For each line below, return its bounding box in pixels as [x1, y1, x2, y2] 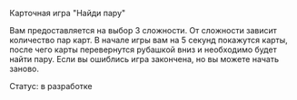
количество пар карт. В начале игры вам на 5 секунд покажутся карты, [9, 35, 288, 45]
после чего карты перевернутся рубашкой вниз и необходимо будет [9, 44, 277, 55]
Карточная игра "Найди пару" [9, 8, 126, 18]
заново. [9, 63, 39, 74]
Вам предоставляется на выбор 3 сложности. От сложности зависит [9, 25, 277, 35]
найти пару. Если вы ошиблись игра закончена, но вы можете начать [9, 54, 280, 64]
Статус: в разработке [9, 81, 93, 91]
